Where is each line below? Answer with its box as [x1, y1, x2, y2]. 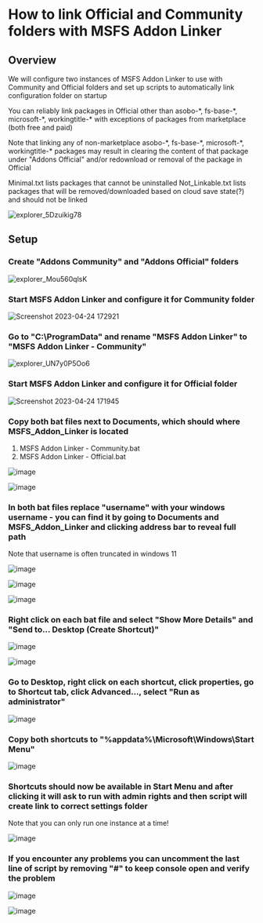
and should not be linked [8, 195, 88, 204]
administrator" [8, 696, 66, 707]
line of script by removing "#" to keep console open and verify [8, 863, 250, 874]
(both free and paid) [8, 123, 73, 132]
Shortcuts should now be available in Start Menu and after [8, 781, 233, 792]
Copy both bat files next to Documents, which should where [8, 416, 240, 427]
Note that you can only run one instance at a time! [8, 819, 170, 828]
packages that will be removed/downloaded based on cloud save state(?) [8, 187, 245, 195]
